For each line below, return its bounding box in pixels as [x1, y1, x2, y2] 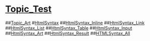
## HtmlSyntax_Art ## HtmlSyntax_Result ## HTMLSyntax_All [5, 30, 130, 36]
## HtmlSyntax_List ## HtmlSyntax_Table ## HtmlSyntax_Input [5, 25, 132, 31]
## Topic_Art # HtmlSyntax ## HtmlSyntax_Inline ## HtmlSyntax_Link [5, 20, 145, 26]
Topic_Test [5, 3, 52, 15]
